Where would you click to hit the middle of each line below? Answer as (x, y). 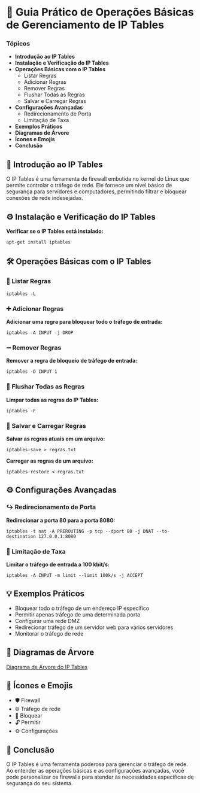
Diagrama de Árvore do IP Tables (47, 667)
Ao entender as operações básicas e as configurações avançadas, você (95, 771)
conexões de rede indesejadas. (45, 198)
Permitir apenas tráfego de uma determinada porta (78, 614)
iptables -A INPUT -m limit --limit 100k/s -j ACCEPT (75, 575)
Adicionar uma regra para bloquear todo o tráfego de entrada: (84, 322)
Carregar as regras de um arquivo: (50, 461)
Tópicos (18, 44)
